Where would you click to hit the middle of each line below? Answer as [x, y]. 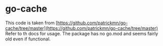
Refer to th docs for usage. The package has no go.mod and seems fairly [82, 33]
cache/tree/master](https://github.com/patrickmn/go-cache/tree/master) [82, 28]
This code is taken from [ [31, 23]
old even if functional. [28, 39]
